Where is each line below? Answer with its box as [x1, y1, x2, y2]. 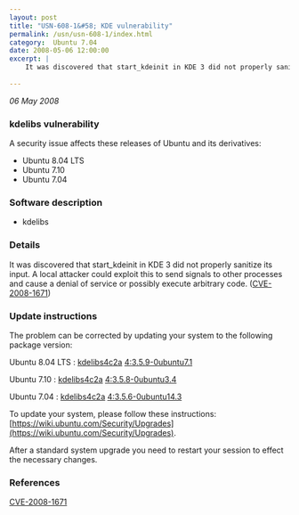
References [9, 476, 61, 488]
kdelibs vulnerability [9, 118, 100, 130]
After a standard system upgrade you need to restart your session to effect [9, 445, 284, 455]
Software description [9, 196, 103, 208]
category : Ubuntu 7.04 [9, 37, 98, 47]
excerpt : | [9, 54, 50, 63]
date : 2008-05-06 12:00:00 [9, 46, 109, 55]
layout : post [9, 12, 58, 22]
